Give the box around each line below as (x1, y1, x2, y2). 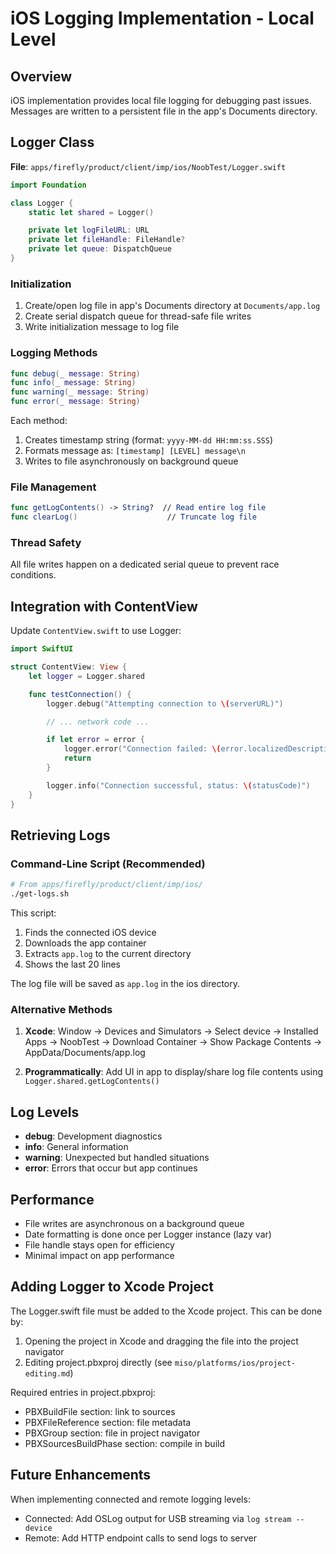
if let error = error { (46, 735, 145, 745)
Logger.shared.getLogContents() (24, 1077, 160, 1087)
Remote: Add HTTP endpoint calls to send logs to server (24, 1532, 258, 1544)
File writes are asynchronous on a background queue (24, 1217, 245, 1229)
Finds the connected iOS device (24, 927, 157, 938)
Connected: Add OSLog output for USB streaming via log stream (24, 1512, 292, 1524)
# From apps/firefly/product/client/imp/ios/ (10, 880, 203, 890)
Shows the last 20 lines (24, 958, 122, 970)
